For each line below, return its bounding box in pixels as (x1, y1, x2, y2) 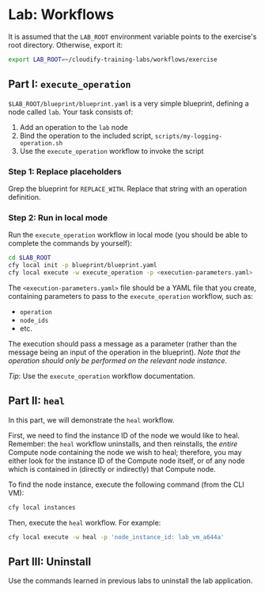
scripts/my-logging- (154, 132, 223, 140)
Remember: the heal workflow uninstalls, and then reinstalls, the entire (8, 438, 238, 449)
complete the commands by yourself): (8, 239, 133, 248)
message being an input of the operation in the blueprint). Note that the (8, 347, 241, 357)
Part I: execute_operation (8, 78, 131, 91)
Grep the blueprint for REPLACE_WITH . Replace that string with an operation (8, 184, 248, 193)
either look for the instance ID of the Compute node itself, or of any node (8, 456, 245, 465)
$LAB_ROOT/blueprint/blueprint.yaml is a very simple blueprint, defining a (8, 98, 249, 108)
